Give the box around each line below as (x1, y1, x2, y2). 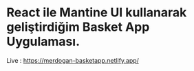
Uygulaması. (6, 34, 80, 49)
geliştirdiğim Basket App (6, 19, 150, 35)
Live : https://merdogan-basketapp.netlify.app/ (6, 56, 139, 64)
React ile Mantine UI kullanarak (6, 5, 187, 20)
